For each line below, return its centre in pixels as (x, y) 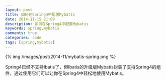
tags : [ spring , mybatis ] (30, 42)
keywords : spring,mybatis (32, 28)
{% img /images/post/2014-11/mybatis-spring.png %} (61, 56)
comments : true (21, 33)
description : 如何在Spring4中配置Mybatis (47, 24)
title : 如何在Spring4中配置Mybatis (40, 14)
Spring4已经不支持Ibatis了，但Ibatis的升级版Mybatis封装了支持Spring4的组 (83, 67)
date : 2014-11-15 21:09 (30, 19)
